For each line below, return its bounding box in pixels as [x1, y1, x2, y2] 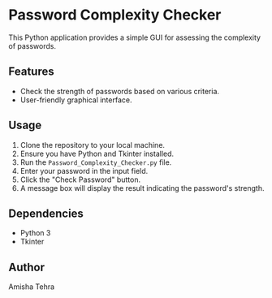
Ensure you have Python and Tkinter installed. [19, 149, 175, 158]
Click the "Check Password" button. [19, 175, 141, 184]
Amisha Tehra [8, 282, 55, 292]
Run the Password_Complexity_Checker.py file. [19, 157, 172, 167]
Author [8, 260, 45, 274]
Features [8, 65, 54, 79]
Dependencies [8, 206, 84, 220]
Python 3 [19, 228, 51, 238]
